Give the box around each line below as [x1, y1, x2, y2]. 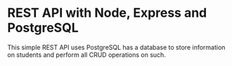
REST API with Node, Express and [7, 5, 207, 21]
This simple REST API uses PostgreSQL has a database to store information [7, 43, 226, 51]
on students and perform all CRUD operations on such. [7, 51, 167, 59]
